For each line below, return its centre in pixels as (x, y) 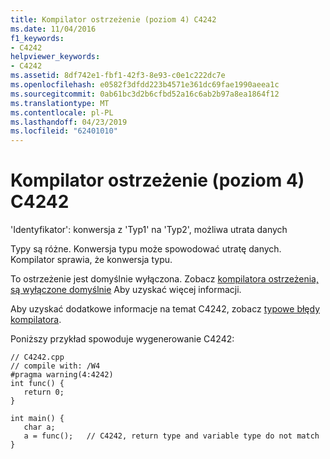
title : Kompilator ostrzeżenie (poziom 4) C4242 (113, 19)
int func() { (37, 384)
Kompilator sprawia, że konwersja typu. (91, 260)
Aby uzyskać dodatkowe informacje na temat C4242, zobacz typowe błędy (165, 309)
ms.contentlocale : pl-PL (62, 112)
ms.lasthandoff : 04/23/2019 (69, 122)
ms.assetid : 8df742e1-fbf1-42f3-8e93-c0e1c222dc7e (118, 76)
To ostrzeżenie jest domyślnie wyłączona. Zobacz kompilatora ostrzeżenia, (164, 279)
